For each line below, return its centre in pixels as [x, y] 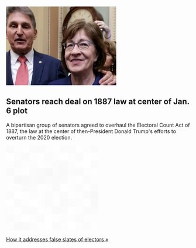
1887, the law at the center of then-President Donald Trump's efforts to [91, 131]
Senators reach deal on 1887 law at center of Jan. [98, 102]
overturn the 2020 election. [39, 137]
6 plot [17, 111]
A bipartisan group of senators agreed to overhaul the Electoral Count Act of [98, 125]
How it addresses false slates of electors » [57, 239]
